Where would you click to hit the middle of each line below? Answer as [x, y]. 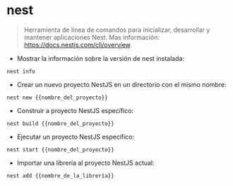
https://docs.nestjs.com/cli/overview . [78, 45]
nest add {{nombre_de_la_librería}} [60, 175]
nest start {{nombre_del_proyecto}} [60, 150]
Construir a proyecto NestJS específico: [75, 110]
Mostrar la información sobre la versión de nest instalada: [101, 58]
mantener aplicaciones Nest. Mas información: [92, 37]
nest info [21, 71]
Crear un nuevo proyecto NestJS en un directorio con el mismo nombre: [121, 84]
